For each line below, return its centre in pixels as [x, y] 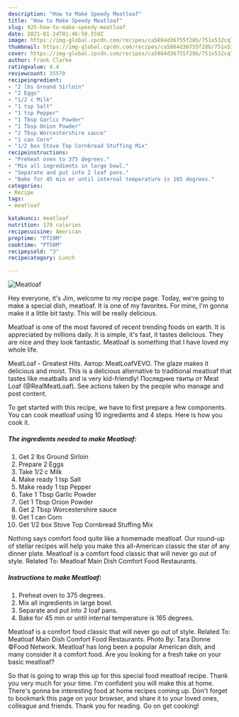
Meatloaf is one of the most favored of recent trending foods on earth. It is [117, 327]
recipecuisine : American [45, 232]
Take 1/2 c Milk [40, 472]
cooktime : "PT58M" [35, 245]
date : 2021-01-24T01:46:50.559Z [56, 34]
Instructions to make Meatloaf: [55, 577]
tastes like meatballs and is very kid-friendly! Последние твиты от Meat [113, 379]
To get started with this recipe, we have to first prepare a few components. [117, 408]
